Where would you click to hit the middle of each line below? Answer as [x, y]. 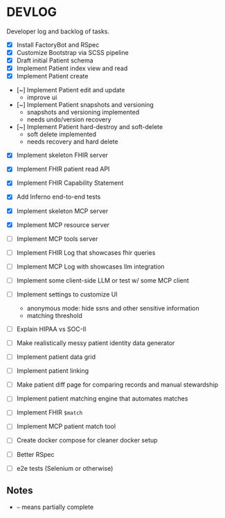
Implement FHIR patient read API [63, 169]
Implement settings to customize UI [67, 294]
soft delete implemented [62, 134]
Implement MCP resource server [63, 225]
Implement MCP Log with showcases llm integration [90, 266]
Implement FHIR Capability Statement [70, 183]
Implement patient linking [53, 371]
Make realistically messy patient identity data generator [96, 343]
